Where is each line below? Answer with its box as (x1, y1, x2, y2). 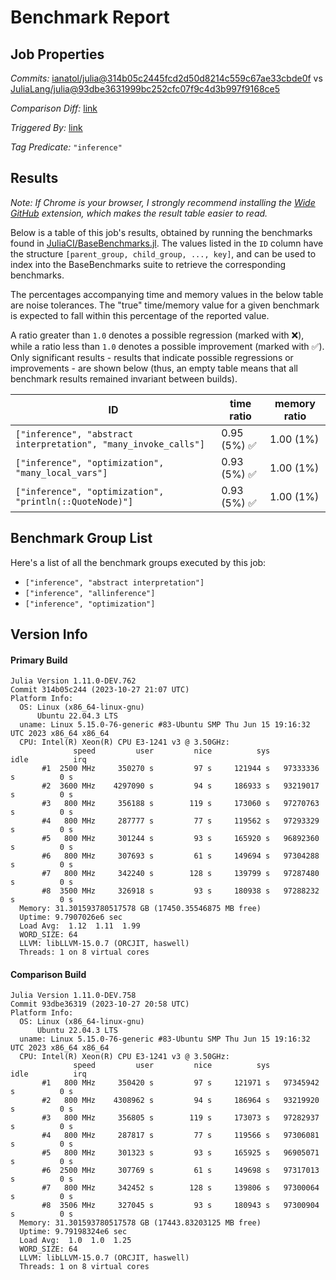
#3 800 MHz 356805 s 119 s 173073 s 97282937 (41, 1113, 320, 1123)
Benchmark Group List (10, 530, 153, 547)
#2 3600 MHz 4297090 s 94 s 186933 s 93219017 (41, 781, 320, 791)
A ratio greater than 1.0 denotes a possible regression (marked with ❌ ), (10, 329, 305, 341)
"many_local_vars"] (15, 467, 108, 478)
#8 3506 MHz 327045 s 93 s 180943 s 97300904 (41, 1201, 320, 1211)
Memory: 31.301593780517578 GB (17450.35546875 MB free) (19, 904, 262, 914)
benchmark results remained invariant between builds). (10, 372, 238, 385)
